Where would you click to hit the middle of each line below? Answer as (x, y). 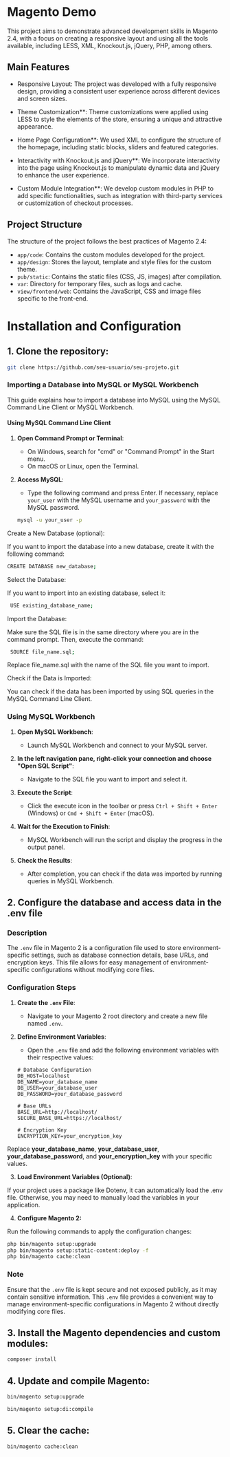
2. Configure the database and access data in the (114, 903)
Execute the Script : (45, 792)
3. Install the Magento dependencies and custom (114, 1333)
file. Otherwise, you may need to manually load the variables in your (103, 1197)
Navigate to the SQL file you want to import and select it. (107, 779)
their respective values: (60, 1057)
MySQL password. (54, 507)
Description (27, 933)
